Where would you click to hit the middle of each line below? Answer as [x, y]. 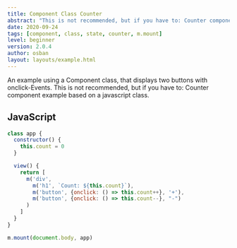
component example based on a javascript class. [78, 95]
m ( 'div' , [39, 179]
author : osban [28, 54]
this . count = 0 [42, 147]
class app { [25, 134]
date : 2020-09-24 [33, 27]
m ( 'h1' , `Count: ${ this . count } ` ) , [83, 185]
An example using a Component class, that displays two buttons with [108, 80]
